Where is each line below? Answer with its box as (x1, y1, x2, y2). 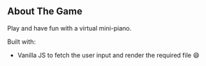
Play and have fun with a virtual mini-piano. (7, 24, 132, 32)
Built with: (7, 38, 36, 46)
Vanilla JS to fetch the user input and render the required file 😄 (17, 51, 200, 59)
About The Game (7, 6, 82, 17)
